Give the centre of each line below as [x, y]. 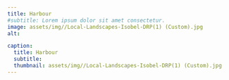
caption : [20, 46]
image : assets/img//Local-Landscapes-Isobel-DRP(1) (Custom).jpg [105, 27]
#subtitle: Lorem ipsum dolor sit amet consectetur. [86, 20]
